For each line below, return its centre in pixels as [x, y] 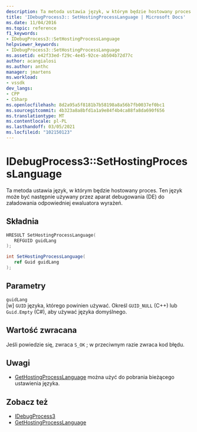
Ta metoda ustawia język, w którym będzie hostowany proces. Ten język [94, 190]
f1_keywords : [22, 34]
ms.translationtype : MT [35, 116]
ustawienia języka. [37, 384]
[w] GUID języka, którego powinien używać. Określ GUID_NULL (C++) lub [92, 305]
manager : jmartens [29, 72]
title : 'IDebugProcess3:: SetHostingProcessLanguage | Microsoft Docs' [96, 17]
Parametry [26, 286]
